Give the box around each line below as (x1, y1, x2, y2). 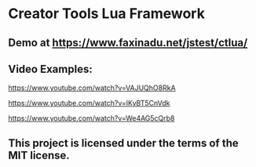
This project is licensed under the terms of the (8, 136, 239, 150)
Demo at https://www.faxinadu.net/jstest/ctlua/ (8, 36, 248, 49)
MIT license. (8, 148, 71, 162)
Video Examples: (8, 62, 93, 75)
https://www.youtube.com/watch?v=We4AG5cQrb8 (8, 114, 175, 123)
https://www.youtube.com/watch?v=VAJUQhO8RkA (8, 83, 176, 93)
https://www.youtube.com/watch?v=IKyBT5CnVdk (8, 99, 170, 108)
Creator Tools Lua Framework (8, 5, 206, 23)
